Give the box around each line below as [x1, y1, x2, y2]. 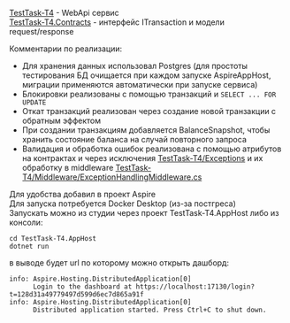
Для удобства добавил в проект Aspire [9, 189, 156, 199]
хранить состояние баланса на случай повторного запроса [21, 135, 248, 144]
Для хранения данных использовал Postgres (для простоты [21, 61, 248, 71]
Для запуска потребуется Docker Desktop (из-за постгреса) [9, 198, 237, 209]
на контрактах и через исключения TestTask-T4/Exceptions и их [21, 153, 263, 163]
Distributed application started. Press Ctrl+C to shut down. [32, 305, 267, 314]
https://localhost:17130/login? [135, 282, 255, 291]
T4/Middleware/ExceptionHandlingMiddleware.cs [21, 172, 202, 182]
